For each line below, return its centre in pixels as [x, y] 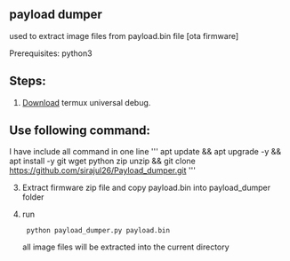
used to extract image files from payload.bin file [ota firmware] [124, 36]
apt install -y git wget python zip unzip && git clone [102, 161]
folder [33, 197]
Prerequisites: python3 [51, 53]
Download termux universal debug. [86, 102]
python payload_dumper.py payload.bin [98, 231]
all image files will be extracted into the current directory [125, 247]
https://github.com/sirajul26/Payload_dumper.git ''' [102, 170]
